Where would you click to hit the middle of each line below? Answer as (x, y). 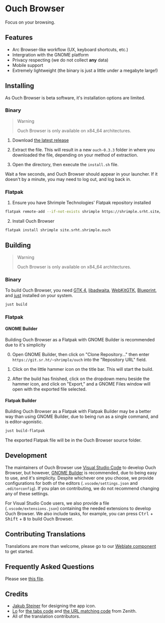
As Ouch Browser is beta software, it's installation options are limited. (75, 98)
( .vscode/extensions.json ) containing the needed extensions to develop (78, 508)
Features (19, 38)
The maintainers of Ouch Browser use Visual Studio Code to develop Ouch (81, 467)
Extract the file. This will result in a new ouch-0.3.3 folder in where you (83, 149)
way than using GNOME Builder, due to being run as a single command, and (82, 416)
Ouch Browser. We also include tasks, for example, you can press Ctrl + (79, 513)
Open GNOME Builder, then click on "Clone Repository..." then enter (81, 355)
